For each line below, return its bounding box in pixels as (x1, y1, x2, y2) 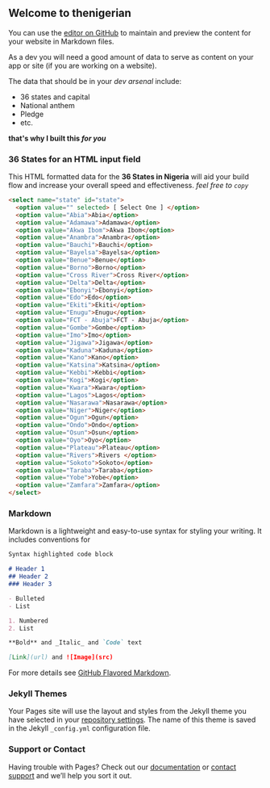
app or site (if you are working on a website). (8, 61, 157, 70)
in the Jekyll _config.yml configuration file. (8, 723, 151, 733)
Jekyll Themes (8, 688, 68, 699)
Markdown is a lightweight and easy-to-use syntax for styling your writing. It (8, 526, 262, 536)
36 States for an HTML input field (8, 153, 141, 165)
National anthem (19, 100, 75, 110)
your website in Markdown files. (8, 36, 114, 46)
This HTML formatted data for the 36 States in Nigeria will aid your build (8, 172, 250, 182)
